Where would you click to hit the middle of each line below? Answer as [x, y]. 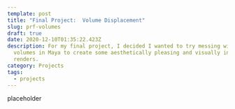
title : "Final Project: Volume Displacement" [76, 20]
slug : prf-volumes [34, 27]
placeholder [24, 99]
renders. [26, 59]
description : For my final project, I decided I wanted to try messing [114, 46]
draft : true [24, 33]
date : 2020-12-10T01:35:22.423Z [54, 40]
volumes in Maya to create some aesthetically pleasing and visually [117, 53]
